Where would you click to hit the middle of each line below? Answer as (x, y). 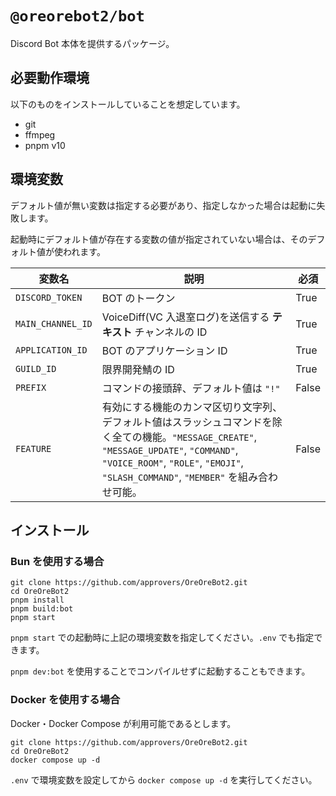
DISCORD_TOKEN (49, 297)
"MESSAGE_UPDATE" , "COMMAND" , (170, 450)
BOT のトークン (138, 298)
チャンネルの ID (171, 332)
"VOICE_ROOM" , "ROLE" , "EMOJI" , (172, 462)
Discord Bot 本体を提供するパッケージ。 (92, 43)
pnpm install (37, 600)
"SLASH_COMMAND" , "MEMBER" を (169, 477)
